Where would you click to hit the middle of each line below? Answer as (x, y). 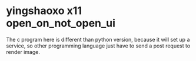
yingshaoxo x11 (44, 11)
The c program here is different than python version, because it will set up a (98, 39)
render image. (23, 52)
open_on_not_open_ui (61, 23)
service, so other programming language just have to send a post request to (98, 46)
